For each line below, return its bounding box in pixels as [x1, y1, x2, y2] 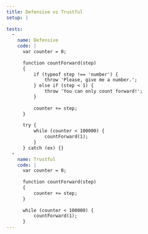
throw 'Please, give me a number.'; [44, 77, 138, 83]
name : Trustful [17, 156, 56, 162]
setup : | [6, 15, 29, 21]
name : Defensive [17, 37, 59, 43]
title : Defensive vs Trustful [6, 9, 83, 15]
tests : [6, 26, 23, 32]
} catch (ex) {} [22, 144, 64, 151]
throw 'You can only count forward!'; [44, 88, 143, 94]
